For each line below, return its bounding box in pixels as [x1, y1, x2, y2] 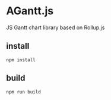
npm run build [6, 89, 42, 95]
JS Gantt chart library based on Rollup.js [6, 24, 105, 31]
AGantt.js [6, 4, 54, 18]
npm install [6, 57, 36, 63]
